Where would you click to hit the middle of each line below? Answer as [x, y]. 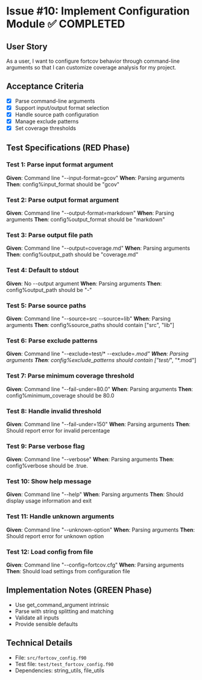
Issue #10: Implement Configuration [98, 11]
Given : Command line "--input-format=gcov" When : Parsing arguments [96, 178]
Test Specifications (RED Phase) [68, 148]
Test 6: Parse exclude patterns [52, 340]
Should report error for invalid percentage [58, 430]
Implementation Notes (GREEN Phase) [79, 590]
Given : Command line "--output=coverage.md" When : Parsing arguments [98, 248]
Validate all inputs [37, 617]
